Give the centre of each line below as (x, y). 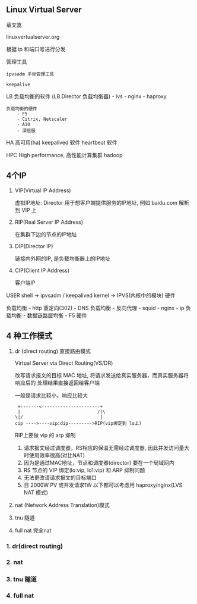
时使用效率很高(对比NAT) (54, 455)
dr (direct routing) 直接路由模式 (53, 351)
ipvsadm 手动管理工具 (30, 74)
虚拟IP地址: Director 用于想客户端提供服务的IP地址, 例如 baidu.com (96, 202)
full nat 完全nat (33, 531)
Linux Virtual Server (44, 10)
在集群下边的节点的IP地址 (46, 234)
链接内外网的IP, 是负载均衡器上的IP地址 (63, 258)
